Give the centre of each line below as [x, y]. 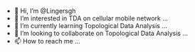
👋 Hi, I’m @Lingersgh [45, 11]
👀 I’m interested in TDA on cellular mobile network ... [91, 18]
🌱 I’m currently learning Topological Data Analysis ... [90, 26]
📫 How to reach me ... [47, 41]
